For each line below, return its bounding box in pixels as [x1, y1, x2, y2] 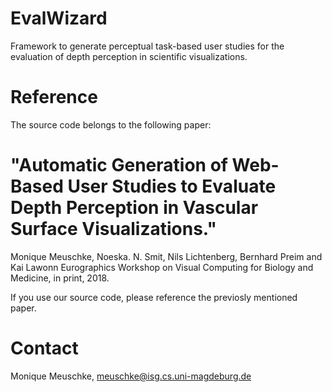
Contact [10, 337, 79, 359]
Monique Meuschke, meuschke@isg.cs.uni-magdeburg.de [10, 370, 252, 382]
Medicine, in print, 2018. [10, 272, 110, 284]
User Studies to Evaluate [67, 175, 277, 198]
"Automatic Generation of [10, 154, 228, 177]
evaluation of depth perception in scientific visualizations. [10, 50, 248, 62]
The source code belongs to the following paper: [10, 118, 212, 131]
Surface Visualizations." [10, 218, 217, 241]
